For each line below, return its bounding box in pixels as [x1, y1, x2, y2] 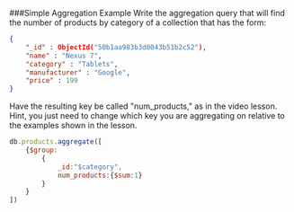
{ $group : [25, 146, 58, 155]
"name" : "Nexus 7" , [25, 51, 102, 60]
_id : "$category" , [57, 162, 123, 172]
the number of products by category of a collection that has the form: [9, 17, 267, 28]
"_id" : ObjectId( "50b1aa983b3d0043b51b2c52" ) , [25, 42, 207, 52]
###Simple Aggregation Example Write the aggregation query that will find [9, 8, 285, 18]
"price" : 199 [25, 76, 78, 85]
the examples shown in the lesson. [9, 120, 138, 131]
